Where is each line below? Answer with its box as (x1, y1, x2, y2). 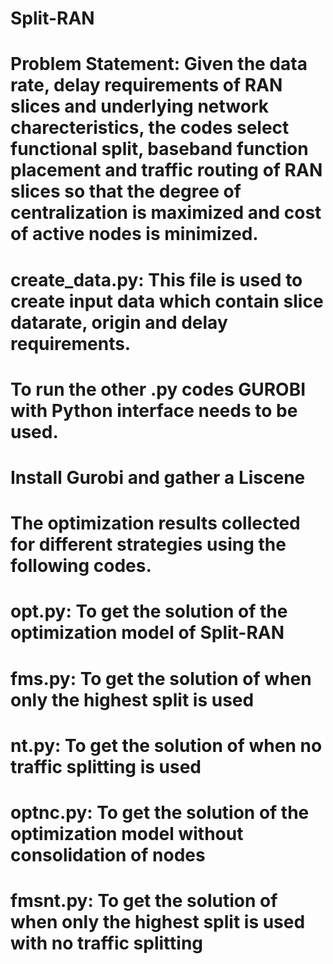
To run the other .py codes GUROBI (10, 378, 307, 401)
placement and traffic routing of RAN (10, 159, 323, 182)
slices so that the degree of (10, 180, 242, 203)
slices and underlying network (10, 95, 269, 118)
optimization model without (10, 822, 244, 845)
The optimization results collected (10, 512, 301, 535)
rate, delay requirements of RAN (10, 74, 283, 97)
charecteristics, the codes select (10, 117, 290, 139)
